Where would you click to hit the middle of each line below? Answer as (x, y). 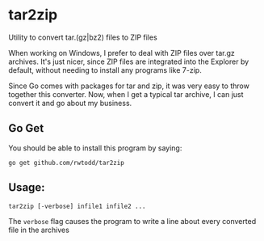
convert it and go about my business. (70, 103)
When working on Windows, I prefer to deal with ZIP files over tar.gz (122, 53)
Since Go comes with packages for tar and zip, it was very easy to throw (129, 86)
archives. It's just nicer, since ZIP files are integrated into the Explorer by (129, 61)
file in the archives (39, 230)
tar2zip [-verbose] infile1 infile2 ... (78, 206)
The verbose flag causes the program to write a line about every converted (132, 221)
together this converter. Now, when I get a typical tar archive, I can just (126, 94)
